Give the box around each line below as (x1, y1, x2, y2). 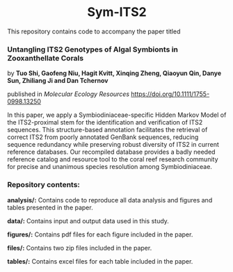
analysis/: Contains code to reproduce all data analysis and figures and (7, 195, 213, 204)
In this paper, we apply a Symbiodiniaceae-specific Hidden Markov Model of (7, 111, 227, 119)
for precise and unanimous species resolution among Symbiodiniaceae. (7, 163, 212, 171)
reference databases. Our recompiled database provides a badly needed (7, 147, 216, 157)
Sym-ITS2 (86, 4, 147, 20)
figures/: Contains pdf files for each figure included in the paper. (7, 230, 193, 239)
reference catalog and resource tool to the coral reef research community (7, 155, 218, 163)
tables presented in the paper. (7, 203, 93, 211)
